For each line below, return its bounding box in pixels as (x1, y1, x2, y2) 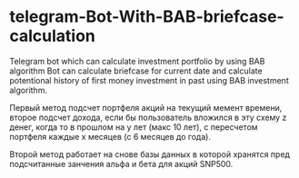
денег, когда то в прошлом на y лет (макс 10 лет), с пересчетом (9, 121, 258, 133)
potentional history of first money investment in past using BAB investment (9, 74, 289, 85)
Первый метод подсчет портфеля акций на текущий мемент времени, (9, 102, 283, 113)
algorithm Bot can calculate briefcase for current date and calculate (9, 65, 263, 76)
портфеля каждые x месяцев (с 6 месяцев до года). (9, 131, 212, 142)
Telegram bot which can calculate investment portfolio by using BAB (9, 55, 265, 66)
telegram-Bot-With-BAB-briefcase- (9, 6, 284, 27)
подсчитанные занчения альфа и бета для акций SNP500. (9, 158, 234, 169)
